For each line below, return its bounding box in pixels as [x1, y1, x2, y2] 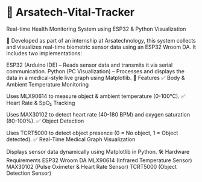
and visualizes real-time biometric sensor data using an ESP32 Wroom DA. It [6, 43, 196, 50]
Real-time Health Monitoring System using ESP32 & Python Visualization [6, 25, 186, 32]
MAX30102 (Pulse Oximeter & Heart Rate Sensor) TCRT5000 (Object [6, 163, 177, 170]
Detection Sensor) [6, 169, 52, 177]
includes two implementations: [6, 49, 83, 56]
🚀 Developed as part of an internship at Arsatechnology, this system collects [6, 37, 196, 44]
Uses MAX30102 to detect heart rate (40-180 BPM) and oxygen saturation [6, 111, 191, 118]
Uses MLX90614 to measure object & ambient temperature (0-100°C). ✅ [6, 93, 186, 100]
